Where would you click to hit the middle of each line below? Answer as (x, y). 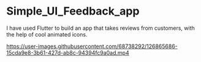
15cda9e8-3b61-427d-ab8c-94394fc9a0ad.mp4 (68, 52)
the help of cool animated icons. (47, 34)
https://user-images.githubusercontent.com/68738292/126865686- (92, 46)
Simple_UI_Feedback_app (73, 11)
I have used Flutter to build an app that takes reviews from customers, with (100, 28)
